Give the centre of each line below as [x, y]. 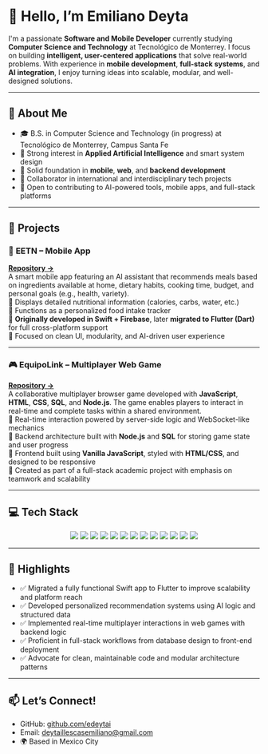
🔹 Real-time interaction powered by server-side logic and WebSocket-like [129, 419]
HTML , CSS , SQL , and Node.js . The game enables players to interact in [126, 402]
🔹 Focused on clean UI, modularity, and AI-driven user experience [117, 336]
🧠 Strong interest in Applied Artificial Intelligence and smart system [132, 153]
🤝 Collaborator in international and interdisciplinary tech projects [126, 178]
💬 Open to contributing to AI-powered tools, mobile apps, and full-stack [137, 187]
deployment [39, 649]
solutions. [57, 81]
